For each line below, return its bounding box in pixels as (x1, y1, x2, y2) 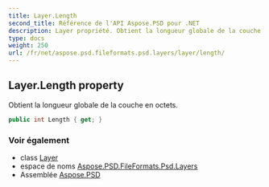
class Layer (19, 152, 59, 162)
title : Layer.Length (8, 11, 78, 20)
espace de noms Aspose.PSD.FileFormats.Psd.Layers (19, 161, 198, 171)
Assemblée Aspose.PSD (19, 169, 101, 179)
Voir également (8, 134, 70, 145)
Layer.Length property (8, 79, 124, 92)
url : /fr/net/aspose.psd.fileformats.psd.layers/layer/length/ (8, 49, 226, 57)
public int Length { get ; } (8, 116, 103, 124)
